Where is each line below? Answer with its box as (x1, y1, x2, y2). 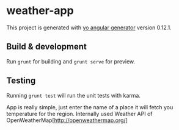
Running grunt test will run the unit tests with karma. (6, 92, 141, 99)
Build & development (6, 42, 87, 52)
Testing (6, 76, 36, 86)
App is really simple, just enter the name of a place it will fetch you (6, 103, 174, 110)
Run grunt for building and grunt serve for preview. (6, 57, 136, 65)
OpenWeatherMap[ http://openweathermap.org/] (6, 117, 128, 124)
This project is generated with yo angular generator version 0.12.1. (6, 24, 172, 31)
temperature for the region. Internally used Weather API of (6, 110, 153, 117)
